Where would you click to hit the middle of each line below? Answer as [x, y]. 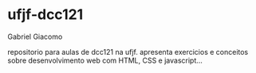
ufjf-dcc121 [45, 15]
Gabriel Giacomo [35, 36]
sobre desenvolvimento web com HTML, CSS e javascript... [105, 60]
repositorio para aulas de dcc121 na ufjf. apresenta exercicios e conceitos [128, 52]
